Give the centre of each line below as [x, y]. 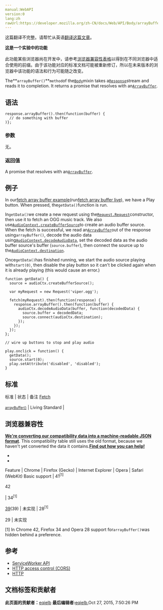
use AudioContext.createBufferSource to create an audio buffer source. [75, 225]
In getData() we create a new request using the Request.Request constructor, [80, 214]
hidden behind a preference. [33, 535]
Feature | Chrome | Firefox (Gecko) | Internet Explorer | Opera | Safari [74, 470]
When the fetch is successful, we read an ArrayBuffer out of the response [78, 230]
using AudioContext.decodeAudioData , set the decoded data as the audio [76, 240]
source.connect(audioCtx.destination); [63, 317]
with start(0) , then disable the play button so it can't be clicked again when [81, 265]
